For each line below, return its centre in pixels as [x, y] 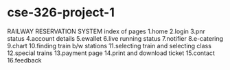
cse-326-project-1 [61, 13]
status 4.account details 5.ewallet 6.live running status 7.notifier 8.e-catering [115, 38]
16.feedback [24, 60]
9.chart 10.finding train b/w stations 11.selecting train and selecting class [109, 46]
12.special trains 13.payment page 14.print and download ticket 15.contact [111, 53]
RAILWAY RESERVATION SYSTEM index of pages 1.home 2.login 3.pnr [106, 31]
